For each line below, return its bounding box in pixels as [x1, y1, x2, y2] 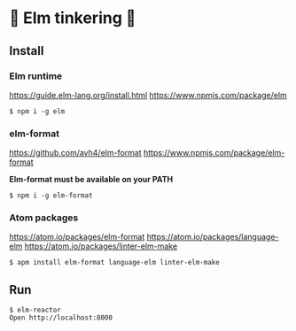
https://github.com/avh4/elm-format [9, 148, 142, 158]
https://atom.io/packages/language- [146, 232, 279, 242]
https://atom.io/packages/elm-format [9, 232, 145, 242]
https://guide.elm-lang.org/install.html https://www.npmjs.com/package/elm [9, 89, 288, 100]
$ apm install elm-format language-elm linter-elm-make [9, 258, 220, 267]
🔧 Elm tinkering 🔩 [9, 8, 136, 28]
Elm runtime [9, 70, 63, 82]
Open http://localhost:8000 [9, 313, 113, 322]
